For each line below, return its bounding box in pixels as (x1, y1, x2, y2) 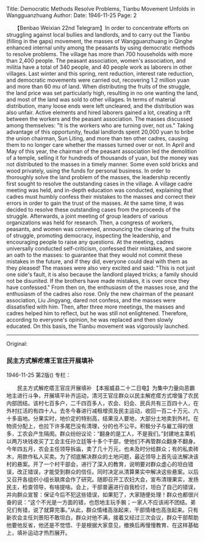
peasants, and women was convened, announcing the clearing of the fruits (6, 226, 195, 232)
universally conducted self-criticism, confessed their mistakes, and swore (6, 245, 192, 252)
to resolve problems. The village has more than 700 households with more (6, 51, 193, 57)
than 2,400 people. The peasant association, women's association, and (6, 57, 186, 64)
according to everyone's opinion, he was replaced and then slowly (6, 316, 173, 323)
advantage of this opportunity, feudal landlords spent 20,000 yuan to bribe (6, 128, 194, 135)
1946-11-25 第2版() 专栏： (6, 371, 71, 379)
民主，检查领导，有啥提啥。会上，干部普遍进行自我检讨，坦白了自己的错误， (6, 483, 199, 491)
